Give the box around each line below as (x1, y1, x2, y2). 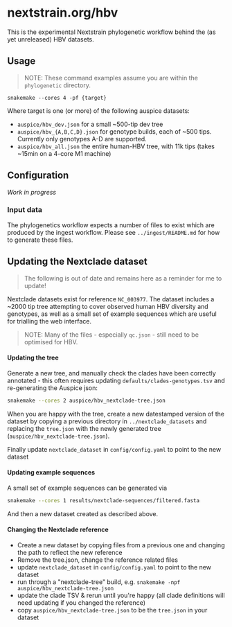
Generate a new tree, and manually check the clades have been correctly (7, 369, 216, 377)
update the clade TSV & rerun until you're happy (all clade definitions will (17, 591, 225, 600)
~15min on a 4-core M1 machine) (17, 149, 111, 157)
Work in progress (7, 188, 57, 196)
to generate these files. (7, 236, 73, 244)
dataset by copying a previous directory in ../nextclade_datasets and (7, 417, 207, 425)
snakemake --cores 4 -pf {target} (7, 94, 107, 101)
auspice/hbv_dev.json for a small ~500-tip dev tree (17, 120, 163, 128)
